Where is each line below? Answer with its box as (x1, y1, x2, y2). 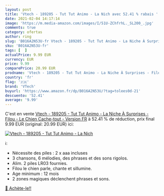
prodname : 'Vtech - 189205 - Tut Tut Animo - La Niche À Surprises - (5, 71, 150, 75)
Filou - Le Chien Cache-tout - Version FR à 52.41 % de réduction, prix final (5, 116, 155, 122)
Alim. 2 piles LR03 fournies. (12, 160, 68, 166)
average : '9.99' (5, 98, 38, 103)
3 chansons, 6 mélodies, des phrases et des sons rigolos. (12, 155, 128, 161)
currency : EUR (5, 57, 34, 62)
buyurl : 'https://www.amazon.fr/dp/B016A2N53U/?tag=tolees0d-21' (5, 89, 141, 93)
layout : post (5, 7, 32, 12)
